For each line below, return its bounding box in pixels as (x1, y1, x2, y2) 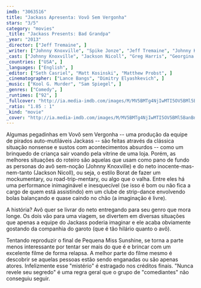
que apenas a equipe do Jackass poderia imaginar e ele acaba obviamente (6, 219, 191, 226)
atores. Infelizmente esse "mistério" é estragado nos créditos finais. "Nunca (6, 262, 193, 269)
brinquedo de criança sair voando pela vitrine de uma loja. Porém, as (6, 150, 176, 157)
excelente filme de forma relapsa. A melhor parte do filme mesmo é (6, 250, 172, 257)
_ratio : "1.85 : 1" (6, 103, 55, 110)
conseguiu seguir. (6, 275, 50, 282)
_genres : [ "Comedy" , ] (6, 87, 63, 93)
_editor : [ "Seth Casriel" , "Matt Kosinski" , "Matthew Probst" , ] (6, 70, 173, 76)
